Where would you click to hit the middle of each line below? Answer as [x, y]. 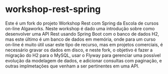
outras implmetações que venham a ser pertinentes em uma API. [72, 66]
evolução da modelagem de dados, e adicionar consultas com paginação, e [83, 60]
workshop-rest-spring [53, 9]
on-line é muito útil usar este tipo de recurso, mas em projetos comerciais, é [84, 44]
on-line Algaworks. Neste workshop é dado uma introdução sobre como [80, 28]
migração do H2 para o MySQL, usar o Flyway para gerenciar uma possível [83, 55]
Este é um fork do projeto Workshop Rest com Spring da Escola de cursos [82, 23]
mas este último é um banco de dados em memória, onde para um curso [80, 39]
